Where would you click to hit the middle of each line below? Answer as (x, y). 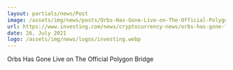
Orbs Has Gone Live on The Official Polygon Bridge (80, 59)
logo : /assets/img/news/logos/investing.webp (74, 40)
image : (17, 20)
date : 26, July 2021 (37, 33)
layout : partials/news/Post (48, 14)
